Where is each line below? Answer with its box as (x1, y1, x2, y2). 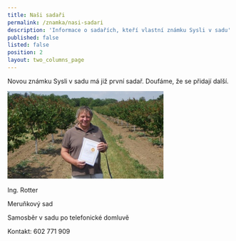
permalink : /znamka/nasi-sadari (7, 18, 103, 26)
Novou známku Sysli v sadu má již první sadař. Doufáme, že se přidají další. (7, 77, 230, 85)
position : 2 (7, 49, 43, 56)
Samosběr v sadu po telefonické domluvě (7, 213, 130, 222)
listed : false (7, 41, 50, 49)
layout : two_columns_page (7, 57, 84, 64)
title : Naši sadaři (7, 11, 66, 18)
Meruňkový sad (7, 199, 53, 208)
